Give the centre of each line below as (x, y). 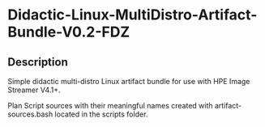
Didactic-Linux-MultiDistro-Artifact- (132, 15)
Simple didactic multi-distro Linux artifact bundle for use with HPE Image (129, 81)
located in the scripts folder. (101, 114)
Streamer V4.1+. (34, 90)
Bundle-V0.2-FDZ (69, 32)
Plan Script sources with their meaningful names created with (110, 106)
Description (38, 62)
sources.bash (30, 114)
